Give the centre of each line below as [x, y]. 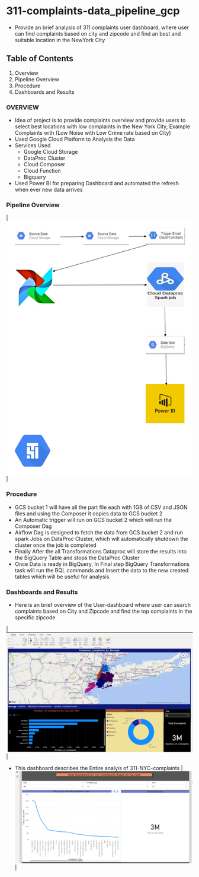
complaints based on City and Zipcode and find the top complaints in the [103, 611]
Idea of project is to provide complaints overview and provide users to [100, 121]
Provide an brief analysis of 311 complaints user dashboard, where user [102, 27]
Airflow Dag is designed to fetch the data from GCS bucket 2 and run [99, 532]
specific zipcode [35, 618]
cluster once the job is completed [55, 545]
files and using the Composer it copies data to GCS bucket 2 [89, 513]
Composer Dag [33, 526]
